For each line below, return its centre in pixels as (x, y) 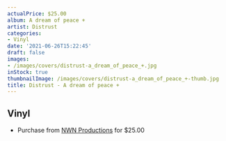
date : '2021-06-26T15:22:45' (49, 46)
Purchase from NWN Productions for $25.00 (81, 131)
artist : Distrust (32, 27)
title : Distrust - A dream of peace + (63, 85)
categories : (24, 33)
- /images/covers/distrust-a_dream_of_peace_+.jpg (82, 66)
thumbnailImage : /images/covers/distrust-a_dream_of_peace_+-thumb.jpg (113, 79)
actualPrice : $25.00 (37, 14)
